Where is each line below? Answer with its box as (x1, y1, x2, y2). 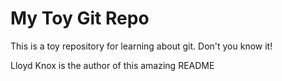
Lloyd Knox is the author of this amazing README (10, 59, 215, 71)
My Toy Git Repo (10, 7, 150, 30)
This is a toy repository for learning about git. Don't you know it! (10, 40, 273, 52)
